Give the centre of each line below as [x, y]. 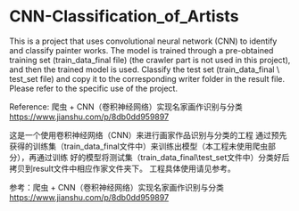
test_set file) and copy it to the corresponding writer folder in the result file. [147, 78]
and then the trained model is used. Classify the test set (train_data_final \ [145, 69]
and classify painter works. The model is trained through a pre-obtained [141, 50]
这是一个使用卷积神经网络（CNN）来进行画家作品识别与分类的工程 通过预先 [148, 134]
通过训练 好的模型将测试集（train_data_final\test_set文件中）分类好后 [163, 157]
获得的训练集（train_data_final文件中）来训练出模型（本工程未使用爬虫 [139, 146]
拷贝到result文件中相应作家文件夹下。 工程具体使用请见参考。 [122, 168]
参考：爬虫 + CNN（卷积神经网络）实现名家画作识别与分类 [117, 187]
